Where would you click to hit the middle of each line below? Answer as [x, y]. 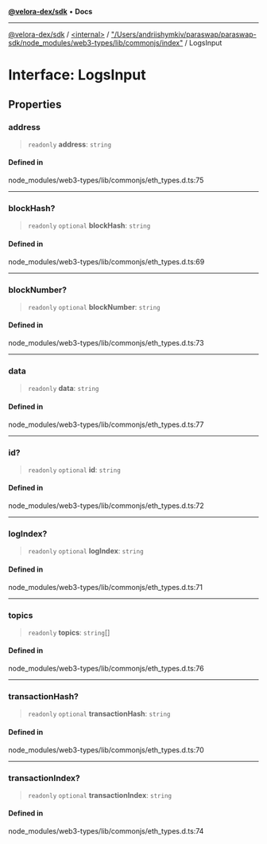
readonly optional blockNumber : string [94, 307]
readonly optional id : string [74, 470]
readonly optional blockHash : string [89, 225]
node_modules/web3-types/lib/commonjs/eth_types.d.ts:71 [105, 587]
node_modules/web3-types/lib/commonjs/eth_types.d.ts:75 [106, 180]
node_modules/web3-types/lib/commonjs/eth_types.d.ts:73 [106, 343]
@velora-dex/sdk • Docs [50, 12]
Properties [35, 104]
